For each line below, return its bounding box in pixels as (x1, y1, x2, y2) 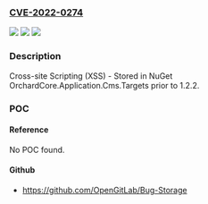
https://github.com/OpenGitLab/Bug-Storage (21, 184, 187, 195)
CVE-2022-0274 (9, 6, 84, 19)
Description (9, 50, 62, 63)
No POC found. (9, 144, 65, 155)
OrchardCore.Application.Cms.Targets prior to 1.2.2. (9, 80, 200, 90)
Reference (9, 124, 49, 135)
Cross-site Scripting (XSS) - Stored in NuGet (9, 70, 173, 81)
